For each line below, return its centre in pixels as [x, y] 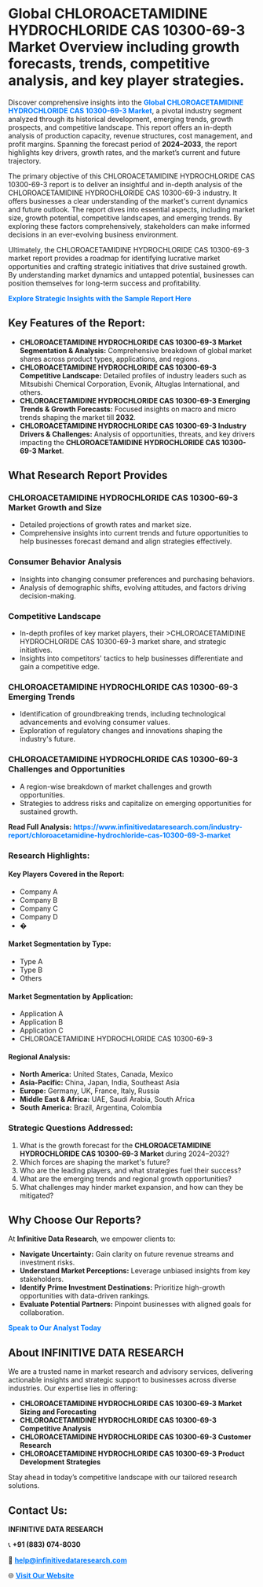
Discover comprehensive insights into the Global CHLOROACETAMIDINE [126, 102]
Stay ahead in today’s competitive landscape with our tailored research [123, 1477]
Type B [31, 970]
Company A [38, 891]
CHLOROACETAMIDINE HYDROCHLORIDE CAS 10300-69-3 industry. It [123, 193]
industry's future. [47, 739]
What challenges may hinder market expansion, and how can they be [131, 1187]
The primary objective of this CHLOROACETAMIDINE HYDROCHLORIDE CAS [131, 176]
